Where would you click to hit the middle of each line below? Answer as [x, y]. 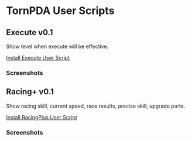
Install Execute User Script [38, 58]
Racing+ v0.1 [30, 92]
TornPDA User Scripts [60, 11]
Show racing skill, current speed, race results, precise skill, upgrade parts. [96, 106]
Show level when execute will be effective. [57, 46]
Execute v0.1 [30, 32]
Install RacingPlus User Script [42, 117]
